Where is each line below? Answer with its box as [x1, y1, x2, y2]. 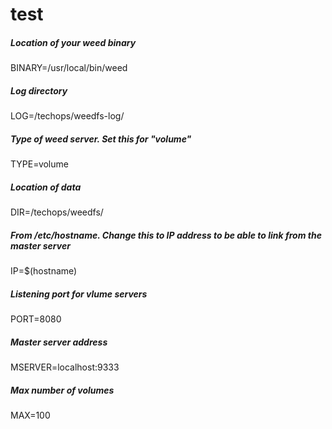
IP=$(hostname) [10, 265, 78, 277]
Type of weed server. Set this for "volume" [10, 133, 192, 145]
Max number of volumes [10, 384, 115, 396]
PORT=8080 [10, 313, 62, 325]
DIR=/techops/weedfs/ [10, 206, 104, 218]
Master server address [10, 336, 108, 348]
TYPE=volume [10, 158, 69, 170]
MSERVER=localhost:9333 [10, 361, 120, 373]
